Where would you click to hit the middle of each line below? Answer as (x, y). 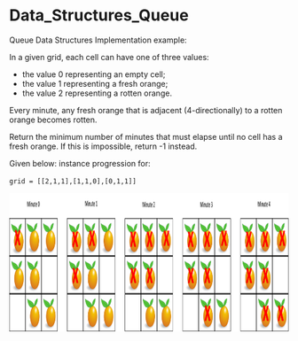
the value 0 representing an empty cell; (94, 74)
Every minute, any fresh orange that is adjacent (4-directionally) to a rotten (146, 110)
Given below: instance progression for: (80, 163)
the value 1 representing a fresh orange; (95, 83)
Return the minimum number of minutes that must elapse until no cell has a (146, 136)
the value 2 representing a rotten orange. (97, 93)
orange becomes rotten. (53, 120)
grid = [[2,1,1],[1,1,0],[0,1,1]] (73, 181)
